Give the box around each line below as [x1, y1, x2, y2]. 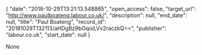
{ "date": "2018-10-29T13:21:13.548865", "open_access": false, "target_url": [6, 5, 196, 12]
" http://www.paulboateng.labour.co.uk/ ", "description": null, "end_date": [6, 12, 187, 19]
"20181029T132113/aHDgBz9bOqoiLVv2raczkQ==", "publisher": [6, 24, 166, 32]
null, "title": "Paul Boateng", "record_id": [6, 18, 107, 25]
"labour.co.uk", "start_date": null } [6, 31, 91, 38]
